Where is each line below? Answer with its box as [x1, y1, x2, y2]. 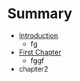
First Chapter [18, 47, 62, 57]
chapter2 [18, 64, 49, 73]
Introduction [18, 31, 59, 40]
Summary [7, 5, 72, 23]
